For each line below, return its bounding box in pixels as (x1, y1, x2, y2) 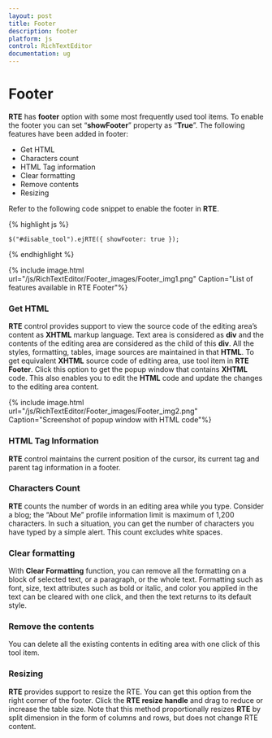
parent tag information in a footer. (8, 462, 121, 472)
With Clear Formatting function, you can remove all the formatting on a (8, 566, 247, 576)
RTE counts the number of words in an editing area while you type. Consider (8, 501, 264, 511)
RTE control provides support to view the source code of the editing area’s (8, 321, 257, 331)
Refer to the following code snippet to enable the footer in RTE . (8, 203, 219, 213)
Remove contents (19, 179, 80, 189)
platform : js (8, 34, 53, 43)
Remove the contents (8, 621, 95, 632)
